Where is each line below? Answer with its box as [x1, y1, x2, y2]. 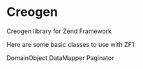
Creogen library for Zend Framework [6, 27, 112, 35]
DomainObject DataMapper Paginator [6, 53, 114, 62]
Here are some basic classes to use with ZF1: [6, 40, 137, 48]
